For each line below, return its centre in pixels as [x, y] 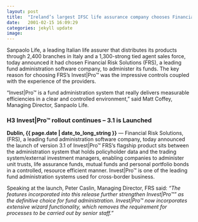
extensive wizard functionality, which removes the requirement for [87, 207]
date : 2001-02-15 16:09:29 [42, 22]
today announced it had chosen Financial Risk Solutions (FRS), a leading [94, 63]
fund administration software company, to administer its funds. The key [93, 69]
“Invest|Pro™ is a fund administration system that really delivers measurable [98, 93]
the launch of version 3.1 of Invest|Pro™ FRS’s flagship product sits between [98, 146]
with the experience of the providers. [51, 81]
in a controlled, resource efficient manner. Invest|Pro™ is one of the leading [97, 170]
